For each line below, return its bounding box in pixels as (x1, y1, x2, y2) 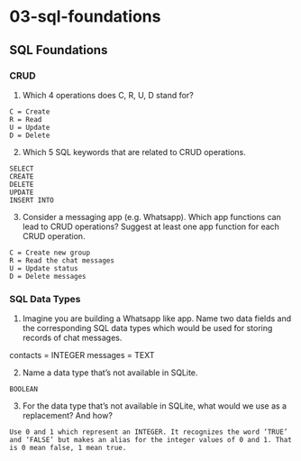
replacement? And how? (22, 410, 113, 421)
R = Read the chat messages (9, 255, 115, 265)
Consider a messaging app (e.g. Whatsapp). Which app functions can (22, 211, 281, 222)
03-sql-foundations (9, 6, 161, 27)
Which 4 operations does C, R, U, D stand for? (22, 89, 194, 100)
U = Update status (9, 263, 78, 272)
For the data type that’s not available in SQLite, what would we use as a (22, 401, 287, 411)
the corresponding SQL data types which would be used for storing (22, 323, 273, 334)
